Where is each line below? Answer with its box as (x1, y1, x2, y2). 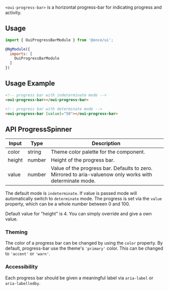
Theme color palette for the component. (51, 149, 145, 156)
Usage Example (5, 79, 55, 88)
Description (92, 140, 121, 147)
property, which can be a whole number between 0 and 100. (5, 201, 130, 207)
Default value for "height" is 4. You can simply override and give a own (5, 211, 152, 217)
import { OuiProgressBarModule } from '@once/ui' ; (5, 37, 114, 42)
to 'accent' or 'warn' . (5, 251, 50, 257)
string (27, 149, 42, 156)
